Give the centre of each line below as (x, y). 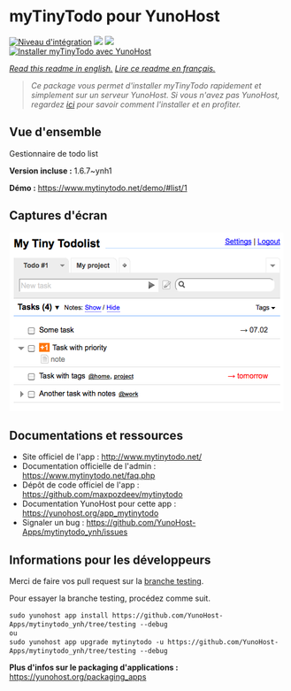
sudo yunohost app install (59, 616)
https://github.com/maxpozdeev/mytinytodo (102, 495)
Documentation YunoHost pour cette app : (99, 504)
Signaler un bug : (53, 523)
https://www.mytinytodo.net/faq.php (88, 476)
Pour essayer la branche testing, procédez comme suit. (110, 598)
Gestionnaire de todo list (54, 153)
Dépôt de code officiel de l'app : (80, 485)
